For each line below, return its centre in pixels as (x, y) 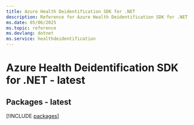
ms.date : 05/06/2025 (31, 22)
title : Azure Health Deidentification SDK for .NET (71, 11)
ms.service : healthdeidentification (51, 39)
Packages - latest (39, 102)
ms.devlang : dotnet (30, 33)
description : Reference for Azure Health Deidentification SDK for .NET (97, 17)
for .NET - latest (46, 80)
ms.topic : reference (31, 28)
